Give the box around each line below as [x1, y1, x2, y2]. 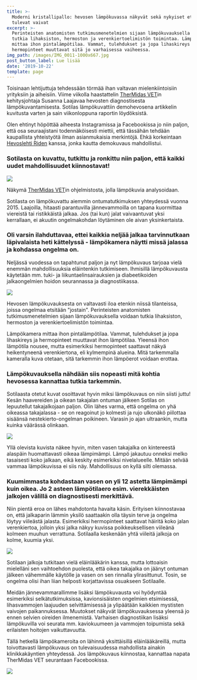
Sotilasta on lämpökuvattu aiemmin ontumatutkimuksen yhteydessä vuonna [6, 197, 189, 204]
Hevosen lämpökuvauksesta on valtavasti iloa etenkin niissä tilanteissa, [6, 300, 178, 307]
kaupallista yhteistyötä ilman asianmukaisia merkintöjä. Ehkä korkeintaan [6, 133, 182, 141]
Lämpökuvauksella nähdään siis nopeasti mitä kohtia [6, 369, 160, 378]
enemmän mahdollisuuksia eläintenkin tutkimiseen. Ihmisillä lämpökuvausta [6, 265, 188, 272]
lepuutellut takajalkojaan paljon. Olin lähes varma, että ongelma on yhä [6, 403, 177, 410]
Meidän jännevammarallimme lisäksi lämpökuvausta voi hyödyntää [6, 589, 167, 596]
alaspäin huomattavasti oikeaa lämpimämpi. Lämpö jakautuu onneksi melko [6, 450, 188, 457]
